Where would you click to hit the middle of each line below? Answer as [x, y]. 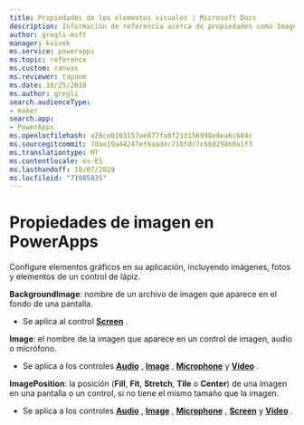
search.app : [32, 119]
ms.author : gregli [44, 93]
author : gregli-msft [48, 34]
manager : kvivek [40, 43]
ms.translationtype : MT [54, 152]
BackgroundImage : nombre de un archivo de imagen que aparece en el [143, 295]
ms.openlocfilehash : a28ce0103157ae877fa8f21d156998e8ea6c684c [131, 136]
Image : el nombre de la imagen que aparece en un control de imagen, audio [151, 339]
